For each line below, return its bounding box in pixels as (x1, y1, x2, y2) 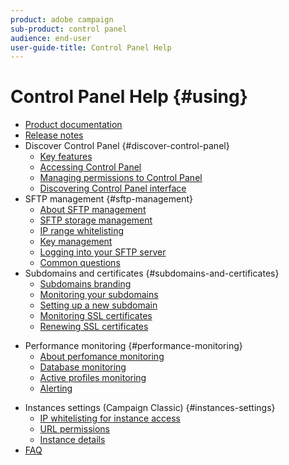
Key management (39, 236, 113, 248)
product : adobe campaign (10, 14, 114, 25)
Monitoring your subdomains (39, 289, 159, 301)
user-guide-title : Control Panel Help (10, 42, 172, 53)
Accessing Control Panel (39, 161, 142, 173)
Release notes (24, 129, 84, 141)
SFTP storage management (39, 214, 153, 226)
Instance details (39, 434, 106, 446)
